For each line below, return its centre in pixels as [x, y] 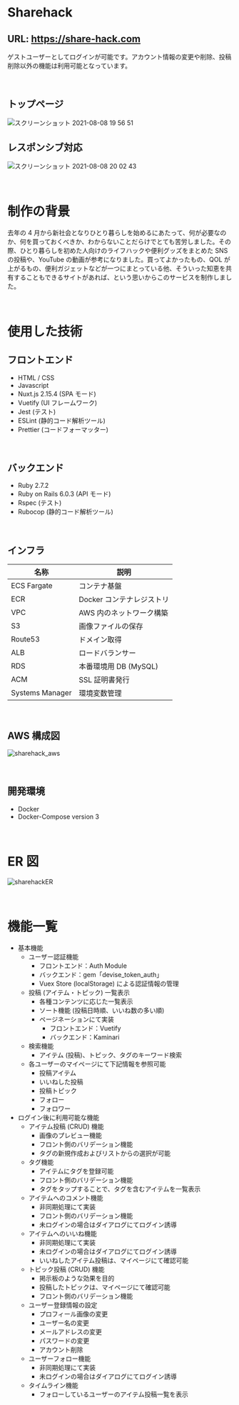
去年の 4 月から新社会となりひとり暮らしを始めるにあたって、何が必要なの [117, 232]
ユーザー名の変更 [64, 1323]
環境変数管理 [100, 694]
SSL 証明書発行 [104, 680]
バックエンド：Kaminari [85, 1037]
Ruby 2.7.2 [33, 486]
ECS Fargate [32, 586]
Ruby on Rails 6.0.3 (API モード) [64, 494]
